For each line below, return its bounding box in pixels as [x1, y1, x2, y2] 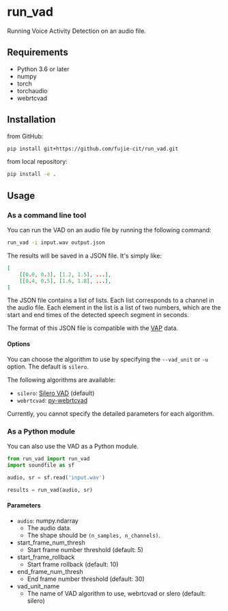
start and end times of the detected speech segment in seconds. [7, 311, 189, 319]
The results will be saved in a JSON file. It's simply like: [7, 251, 162, 260]
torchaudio [16, 86, 48, 95]
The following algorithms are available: [7, 375, 116, 384]
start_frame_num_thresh [16, 538, 85, 547]
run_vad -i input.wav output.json [7, 239, 106, 246]
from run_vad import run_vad [7, 455, 90, 462]
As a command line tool [7, 210, 87, 220]
